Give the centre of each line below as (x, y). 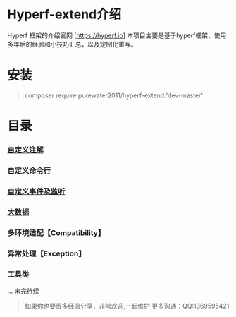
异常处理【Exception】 (46, 253)
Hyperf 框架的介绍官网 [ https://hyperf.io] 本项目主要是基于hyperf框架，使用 (117, 35)
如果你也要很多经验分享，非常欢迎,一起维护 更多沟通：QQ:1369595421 (127, 306)
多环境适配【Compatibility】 (56, 232)
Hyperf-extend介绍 (64, 14)
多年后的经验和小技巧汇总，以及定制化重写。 (72, 44)
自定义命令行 (29, 170)
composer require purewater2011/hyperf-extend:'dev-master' (113, 95)
